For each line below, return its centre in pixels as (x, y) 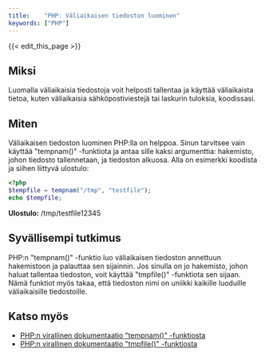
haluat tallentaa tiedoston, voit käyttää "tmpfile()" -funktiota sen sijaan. (125, 274)
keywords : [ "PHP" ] (39, 23)
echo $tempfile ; (35, 198)
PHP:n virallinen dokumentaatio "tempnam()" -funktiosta (113, 335)
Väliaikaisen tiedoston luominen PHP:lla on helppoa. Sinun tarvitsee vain (127, 143)
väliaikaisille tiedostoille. (48, 291)
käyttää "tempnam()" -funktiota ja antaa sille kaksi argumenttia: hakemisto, (131, 152)
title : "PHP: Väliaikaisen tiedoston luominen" (94, 16)
